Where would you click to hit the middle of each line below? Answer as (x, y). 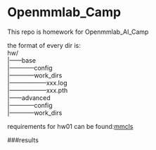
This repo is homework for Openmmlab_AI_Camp (78, 32)
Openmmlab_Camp (64, 12)
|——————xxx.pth (38, 90)
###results (23, 140)
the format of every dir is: (44, 45)
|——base (22, 60)
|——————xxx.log (37, 82)
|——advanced (29, 98)
